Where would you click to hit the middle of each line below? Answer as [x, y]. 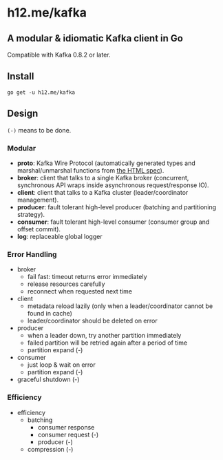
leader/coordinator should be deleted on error [92, 321]
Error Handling [32, 254]
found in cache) [50, 314]
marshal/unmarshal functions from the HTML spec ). [91, 170]
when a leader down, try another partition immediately [104, 336]
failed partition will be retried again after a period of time [107, 343]
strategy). [31, 214]
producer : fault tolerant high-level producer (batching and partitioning [117, 207]
